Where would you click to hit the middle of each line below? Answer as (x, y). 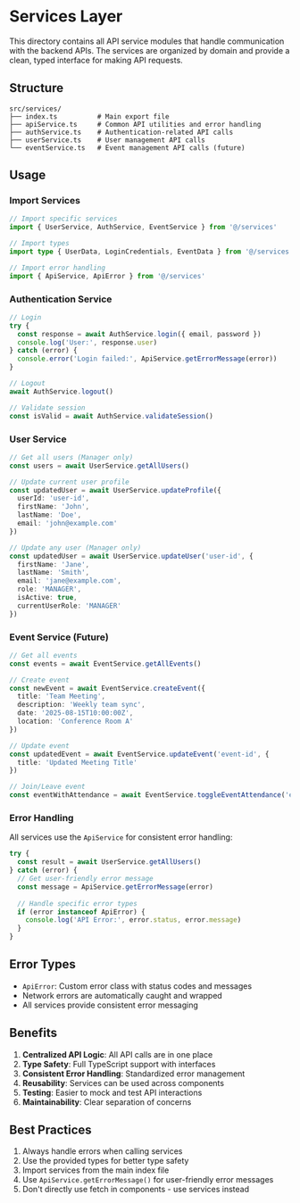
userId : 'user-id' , (54, 498)
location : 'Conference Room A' (75, 722)
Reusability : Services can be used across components (123, 1083)
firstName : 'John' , (54, 507)
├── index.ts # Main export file (89, 116)
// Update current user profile (69, 482)
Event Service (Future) (59, 637)
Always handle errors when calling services (102, 1151)
